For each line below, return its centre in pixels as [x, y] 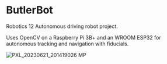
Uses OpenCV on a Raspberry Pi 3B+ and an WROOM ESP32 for [84, 37]
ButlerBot [30, 10]
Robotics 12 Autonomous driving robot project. [62, 26]
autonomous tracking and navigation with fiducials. [67, 44]
